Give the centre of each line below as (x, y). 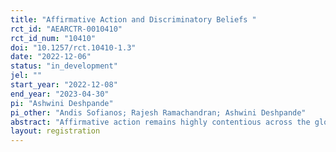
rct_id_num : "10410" (53, 38)
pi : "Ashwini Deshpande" (62, 103)
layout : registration (55, 131)
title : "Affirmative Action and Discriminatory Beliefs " (133, 19)
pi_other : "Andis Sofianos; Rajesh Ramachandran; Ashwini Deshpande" (158, 112)
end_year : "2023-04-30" (60, 94)
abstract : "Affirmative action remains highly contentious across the (160, 122)
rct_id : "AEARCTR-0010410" (66, 29)
